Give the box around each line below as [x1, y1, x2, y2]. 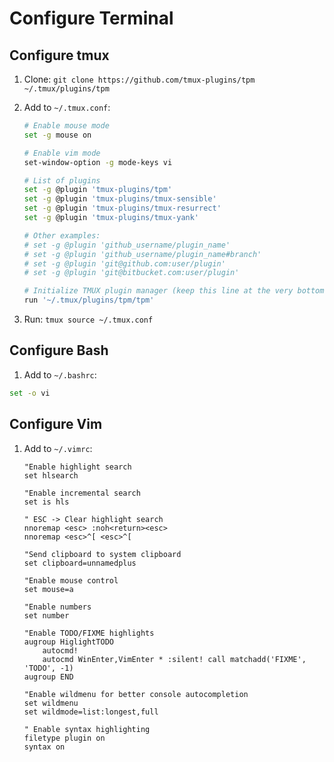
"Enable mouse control [23, 575, 119, 586]
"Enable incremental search [23, 488, 141, 498]
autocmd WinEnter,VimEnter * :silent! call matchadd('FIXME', [42, 654, 307, 664]
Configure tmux [9, 47, 110, 64]
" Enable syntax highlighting [23, 724, 151, 734]
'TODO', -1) [23, 663, 74, 673]
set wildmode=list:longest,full [23, 707, 159, 717]
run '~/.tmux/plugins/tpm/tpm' [23, 295, 155, 306]
